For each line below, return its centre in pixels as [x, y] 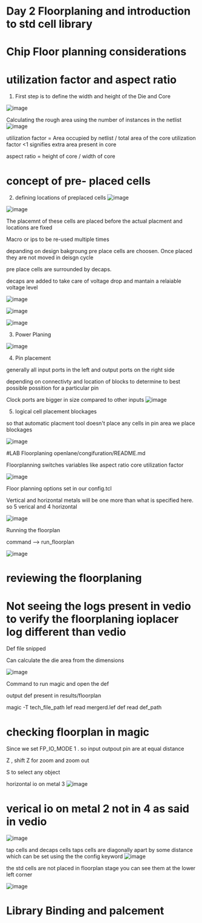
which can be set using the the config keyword [65, 856]
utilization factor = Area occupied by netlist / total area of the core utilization [101, 138]
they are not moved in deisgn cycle [50, 258]
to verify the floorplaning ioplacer [93, 619]
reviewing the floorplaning [74, 578]
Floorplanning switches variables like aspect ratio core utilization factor [95, 465]
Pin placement [33, 358]
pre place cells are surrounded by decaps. [59, 269]
